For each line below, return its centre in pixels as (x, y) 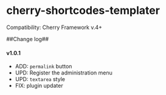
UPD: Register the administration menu (64, 73)
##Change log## (28, 39)
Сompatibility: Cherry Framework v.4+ (54, 27)
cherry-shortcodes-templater (83, 11)
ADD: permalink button (43, 67)
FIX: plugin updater (39, 86)
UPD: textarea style (40, 79)
